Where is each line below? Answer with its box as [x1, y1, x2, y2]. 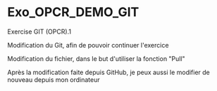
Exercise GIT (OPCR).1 [7, 27, 72, 36]
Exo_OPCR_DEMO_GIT [7, 4, 139, 20]
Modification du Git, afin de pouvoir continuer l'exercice [7, 41, 169, 49]
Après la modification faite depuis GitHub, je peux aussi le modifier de [7, 68, 210, 76]
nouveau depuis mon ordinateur [7, 75, 100, 84]
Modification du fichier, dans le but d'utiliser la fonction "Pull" [7, 54, 185, 63]
